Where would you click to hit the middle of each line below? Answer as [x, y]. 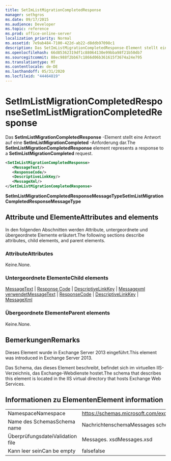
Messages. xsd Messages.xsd [117, 440]
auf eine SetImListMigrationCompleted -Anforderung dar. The [70, 142]
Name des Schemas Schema [41, 422]
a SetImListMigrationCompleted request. [49, 153]
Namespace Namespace [37, 414]
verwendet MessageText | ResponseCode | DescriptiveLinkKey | [72, 294]
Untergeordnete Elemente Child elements [57, 278]
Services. [15, 384]
